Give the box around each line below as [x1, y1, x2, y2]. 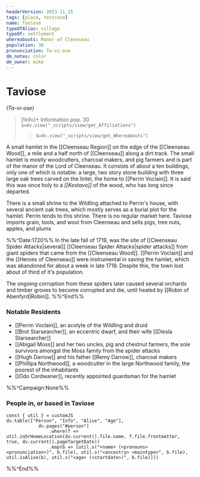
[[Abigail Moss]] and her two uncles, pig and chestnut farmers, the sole [14, 340, 191, 348]
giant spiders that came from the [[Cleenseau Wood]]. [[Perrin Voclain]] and [6, 249, 193, 256]
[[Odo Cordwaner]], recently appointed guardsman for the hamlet [14, 372, 176, 379]
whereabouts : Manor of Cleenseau [6, 37, 90, 43]
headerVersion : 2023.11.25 [6, 8, 73, 15]
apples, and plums [6, 225, 52, 233]
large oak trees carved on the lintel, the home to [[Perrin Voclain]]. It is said [6, 175, 191, 183]
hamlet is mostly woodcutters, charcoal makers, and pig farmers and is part [6, 156, 192, 164]
